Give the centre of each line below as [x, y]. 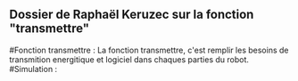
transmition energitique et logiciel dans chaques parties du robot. [129, 59]
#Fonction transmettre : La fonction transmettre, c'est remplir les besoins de [149, 50]
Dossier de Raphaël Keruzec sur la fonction [132, 15]
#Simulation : [33, 69]
